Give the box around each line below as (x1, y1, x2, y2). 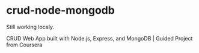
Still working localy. (6, 23, 55, 30)
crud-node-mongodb (6, 4, 115, 17)
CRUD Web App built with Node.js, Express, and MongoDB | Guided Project (6, 35, 193, 42)
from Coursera (6, 41, 43, 48)
